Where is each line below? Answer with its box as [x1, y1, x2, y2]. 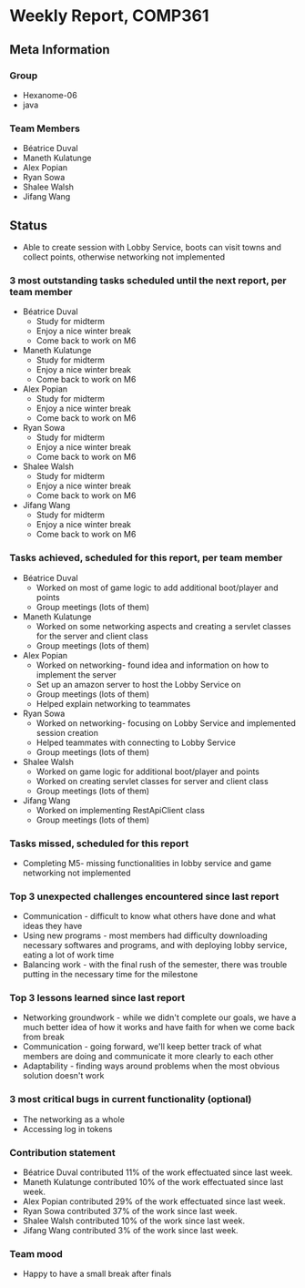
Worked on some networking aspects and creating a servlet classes [36, 620, 291, 631]
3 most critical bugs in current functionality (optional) [9, 1093, 252, 1106]
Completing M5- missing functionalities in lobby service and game [22, 857, 271, 868]
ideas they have [22, 921, 83, 932]
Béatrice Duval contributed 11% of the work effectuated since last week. [22, 1167, 293, 1178]
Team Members [9, 122, 80, 135]
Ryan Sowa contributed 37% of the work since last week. [22, 1206, 239, 1217]
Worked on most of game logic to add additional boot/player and [36, 582, 280, 593]
